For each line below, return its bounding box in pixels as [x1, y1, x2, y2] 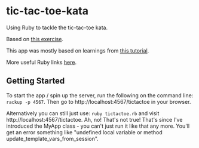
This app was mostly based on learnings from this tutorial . [6, 47, 149, 54]
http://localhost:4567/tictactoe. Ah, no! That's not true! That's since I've [6, 116, 183, 123]
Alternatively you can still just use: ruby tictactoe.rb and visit [6, 109, 160, 117]
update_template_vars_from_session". [6, 135, 99, 142]
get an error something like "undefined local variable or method [6, 128, 163, 135]
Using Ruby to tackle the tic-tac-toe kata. [6, 24, 108, 31]
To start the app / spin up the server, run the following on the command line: [6, 91, 194, 99]
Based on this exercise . [6, 35, 64, 42]
